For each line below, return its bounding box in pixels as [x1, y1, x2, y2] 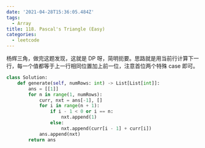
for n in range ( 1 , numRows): [28, 91, 103, 97]
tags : [6, 15, 20, 21]
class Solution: [6, 74, 48, 80]
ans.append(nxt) [39, 131, 81, 137]
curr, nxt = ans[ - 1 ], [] [39, 97, 103, 104]
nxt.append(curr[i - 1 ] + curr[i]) [61, 125, 152, 132]
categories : [6, 32, 37, 38]
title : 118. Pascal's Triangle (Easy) [6, 26, 105, 32]
